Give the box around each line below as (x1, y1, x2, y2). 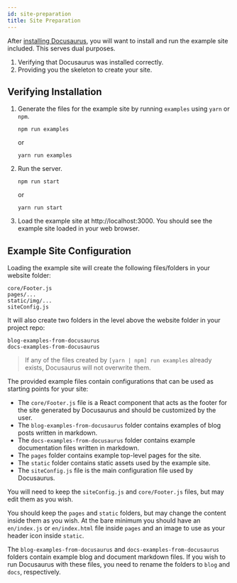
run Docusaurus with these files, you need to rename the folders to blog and (7, 560, 231, 569)
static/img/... (7, 297, 53, 305)
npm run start (17, 178, 60, 185)
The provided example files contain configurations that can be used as (7, 377, 214, 386)
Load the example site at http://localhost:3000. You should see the (17, 217, 213, 226)
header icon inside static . (7, 531, 84, 540)
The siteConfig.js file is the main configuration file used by (17, 466, 194, 475)
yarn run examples (17, 152, 72, 160)
